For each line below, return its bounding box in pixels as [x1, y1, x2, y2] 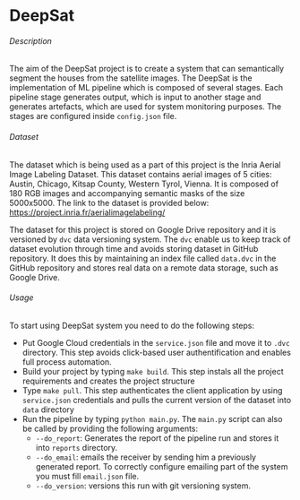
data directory [21, 404, 74, 415]
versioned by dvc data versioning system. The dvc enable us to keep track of [9, 234, 291, 245]
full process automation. [21, 356, 112, 367]
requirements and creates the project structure [21, 375, 195, 386]
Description [9, 35, 52, 46]
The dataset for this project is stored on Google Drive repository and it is [9, 224, 277, 235]
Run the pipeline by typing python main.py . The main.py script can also [21, 413, 283, 424]
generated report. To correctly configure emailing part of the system [35, 461, 288, 471]
